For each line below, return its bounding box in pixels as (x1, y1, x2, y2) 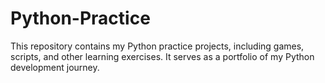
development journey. (10, 61, 100, 73)
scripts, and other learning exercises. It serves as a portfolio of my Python (10, 50, 315, 62)
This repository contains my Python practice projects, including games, (10, 40, 305, 52)
